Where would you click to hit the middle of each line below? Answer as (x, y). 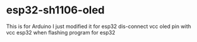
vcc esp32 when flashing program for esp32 (61, 32)
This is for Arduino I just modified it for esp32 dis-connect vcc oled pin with (99, 26)
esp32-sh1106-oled (56, 10)
